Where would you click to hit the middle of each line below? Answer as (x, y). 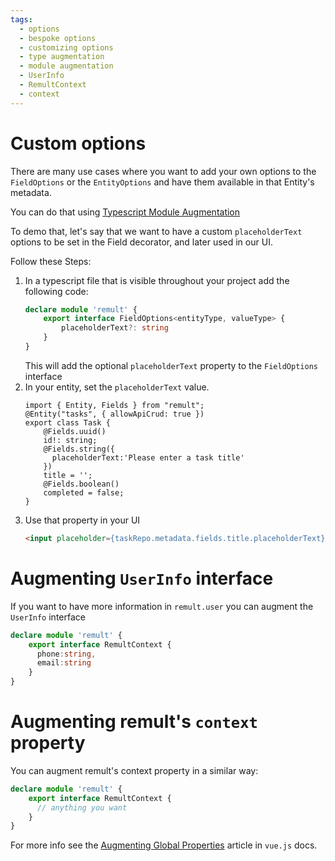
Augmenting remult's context (134, 722)
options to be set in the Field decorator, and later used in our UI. (141, 242)
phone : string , (66, 654)
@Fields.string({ (79, 449)
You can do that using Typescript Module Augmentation (125, 212)
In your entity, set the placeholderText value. (117, 387)
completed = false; (84, 492)
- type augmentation (62, 57)
